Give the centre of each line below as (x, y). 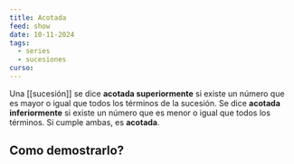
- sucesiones (42, 59)
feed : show (30, 26)
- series (34, 51)
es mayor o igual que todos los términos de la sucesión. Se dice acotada (145, 103)
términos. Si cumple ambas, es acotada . (85, 122)
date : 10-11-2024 (42, 34)
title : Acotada (38, 18)
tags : (19, 43)
